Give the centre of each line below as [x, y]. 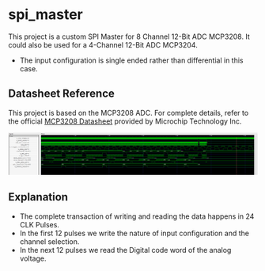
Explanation [38, 197]
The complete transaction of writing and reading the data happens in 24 [137, 216]
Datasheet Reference [61, 94]
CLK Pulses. [39, 224]
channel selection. [49, 241]
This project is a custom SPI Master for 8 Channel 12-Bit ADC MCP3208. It [129, 36]
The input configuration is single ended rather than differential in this [131, 60]
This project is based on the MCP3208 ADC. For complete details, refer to [129, 113]
